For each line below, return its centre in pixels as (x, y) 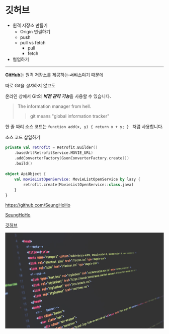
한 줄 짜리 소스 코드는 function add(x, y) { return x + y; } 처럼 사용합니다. (84, 126)
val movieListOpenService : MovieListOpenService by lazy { (77, 180)
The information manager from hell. (54, 106)
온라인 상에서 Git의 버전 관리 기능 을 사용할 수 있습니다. (58, 96)
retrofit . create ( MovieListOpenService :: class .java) (79, 185)
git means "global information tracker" (70, 116)
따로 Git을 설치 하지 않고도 (30, 85)
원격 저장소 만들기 (30, 25)
